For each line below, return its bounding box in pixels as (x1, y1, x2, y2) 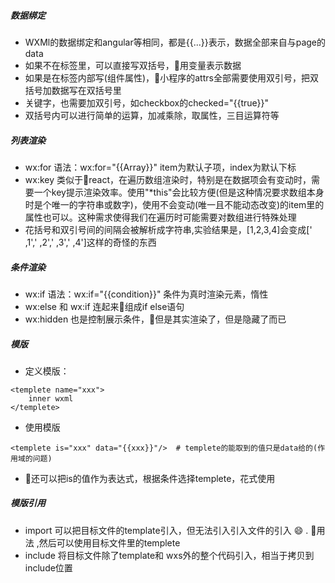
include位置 (24, 561, 73, 574)
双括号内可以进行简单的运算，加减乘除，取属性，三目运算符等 (24, 109, 280, 121)
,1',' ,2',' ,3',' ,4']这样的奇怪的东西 (24, 236, 157, 248)
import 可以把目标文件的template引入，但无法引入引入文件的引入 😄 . (24, 524, 309, 536)
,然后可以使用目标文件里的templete (36, 536, 181, 549)
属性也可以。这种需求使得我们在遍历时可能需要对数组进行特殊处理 (24, 211, 297, 223)
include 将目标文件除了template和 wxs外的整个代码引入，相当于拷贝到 (24, 549, 315, 561)
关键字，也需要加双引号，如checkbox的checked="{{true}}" (24, 96, 270, 109)
